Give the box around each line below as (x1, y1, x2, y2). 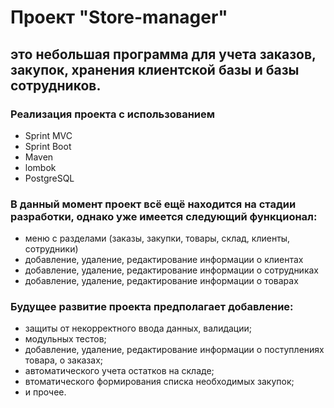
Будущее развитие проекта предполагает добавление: (10, 300, 294, 314)
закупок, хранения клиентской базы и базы (10, 61, 300, 78)
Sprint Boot (24, 140, 72, 152)
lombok (24, 161, 57, 173)
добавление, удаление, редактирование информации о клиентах (24, 254, 304, 266)
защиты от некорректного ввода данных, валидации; (24, 322, 252, 335)
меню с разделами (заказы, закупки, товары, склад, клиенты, (24, 232, 291, 245)
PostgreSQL (24, 172, 75, 184)
